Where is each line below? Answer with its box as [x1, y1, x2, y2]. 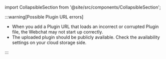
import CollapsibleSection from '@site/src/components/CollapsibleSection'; [5, 4, 161, 10]
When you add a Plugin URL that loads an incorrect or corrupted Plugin [12, 23, 159, 29]
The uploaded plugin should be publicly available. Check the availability [12, 34, 160, 40]
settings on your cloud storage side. [12, 39, 87, 45]
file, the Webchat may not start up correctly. [12, 29, 103, 34]
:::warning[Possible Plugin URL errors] [5, 14, 84, 19]
